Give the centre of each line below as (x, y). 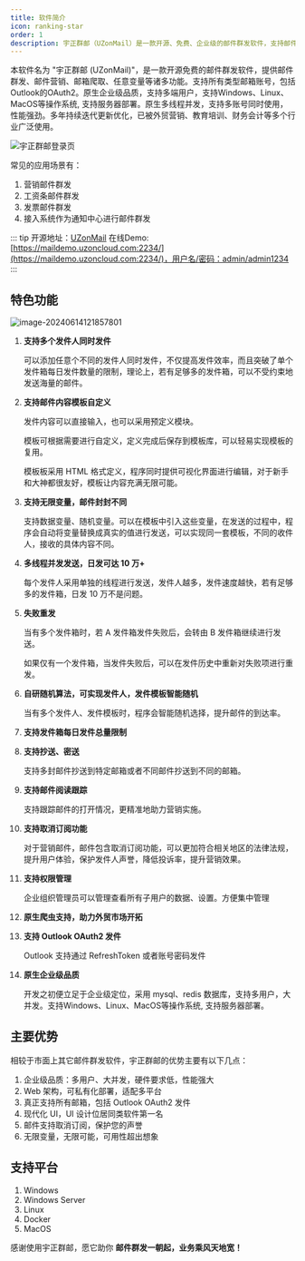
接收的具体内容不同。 (79, 544)
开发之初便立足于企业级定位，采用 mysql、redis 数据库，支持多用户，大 (157, 994)
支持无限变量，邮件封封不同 (75, 502)
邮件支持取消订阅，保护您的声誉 (83, 1125)
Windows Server (54, 1199)
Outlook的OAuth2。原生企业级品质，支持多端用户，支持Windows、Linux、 (149, 93)
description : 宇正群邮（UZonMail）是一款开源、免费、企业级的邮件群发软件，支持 (147, 43)
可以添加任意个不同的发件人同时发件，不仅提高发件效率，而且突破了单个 (158, 360)
